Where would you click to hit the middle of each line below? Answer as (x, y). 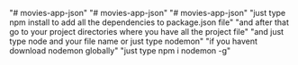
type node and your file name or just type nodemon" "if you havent (134, 41)
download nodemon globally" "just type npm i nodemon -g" (120, 51)
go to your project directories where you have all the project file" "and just (147, 32)
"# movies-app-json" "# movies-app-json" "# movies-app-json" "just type (148, 13)
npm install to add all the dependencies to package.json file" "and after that (149, 22)
